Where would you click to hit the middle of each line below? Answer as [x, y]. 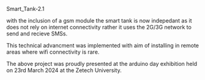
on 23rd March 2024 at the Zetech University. [64, 70]
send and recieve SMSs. [37, 34]
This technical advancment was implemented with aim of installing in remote [102, 45]
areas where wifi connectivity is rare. [53, 52]
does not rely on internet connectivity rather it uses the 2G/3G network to [99, 27]
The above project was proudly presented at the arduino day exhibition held [102, 64]
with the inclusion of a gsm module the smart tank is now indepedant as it [99, 20]
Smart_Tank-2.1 [25, 9]
